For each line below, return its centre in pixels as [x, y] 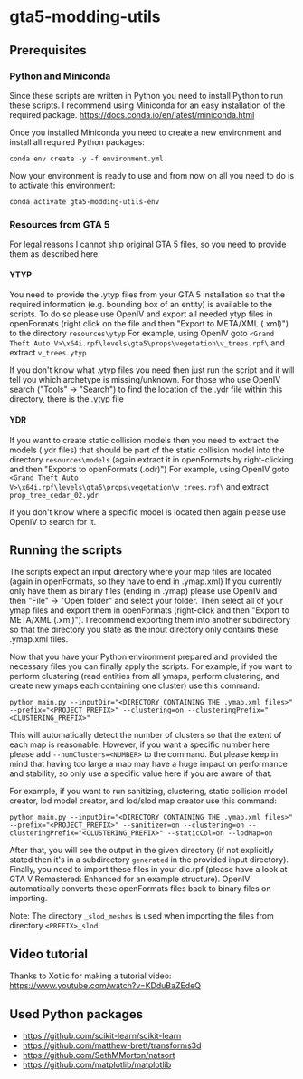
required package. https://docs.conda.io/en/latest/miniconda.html [132, 114]
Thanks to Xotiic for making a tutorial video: [90, 976]
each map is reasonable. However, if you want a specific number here [139, 744]
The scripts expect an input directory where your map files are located [141, 572]
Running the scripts [66, 550]
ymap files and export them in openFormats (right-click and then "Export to [149, 610]
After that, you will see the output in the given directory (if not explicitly [142, 851]
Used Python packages [76, 1014]
